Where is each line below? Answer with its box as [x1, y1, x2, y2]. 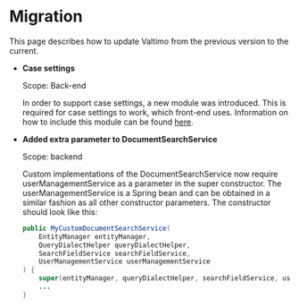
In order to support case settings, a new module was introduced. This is [21, 97, 287, 108]
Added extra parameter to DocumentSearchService [21, 133, 218, 144]
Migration [9, 6, 83, 27]
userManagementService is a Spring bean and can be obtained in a [21, 187, 270, 198]
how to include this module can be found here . [21, 116, 194, 127]
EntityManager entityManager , [38, 232, 151, 241]
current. [9, 45, 38, 56]
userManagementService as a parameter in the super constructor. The [21, 177, 282, 189]
